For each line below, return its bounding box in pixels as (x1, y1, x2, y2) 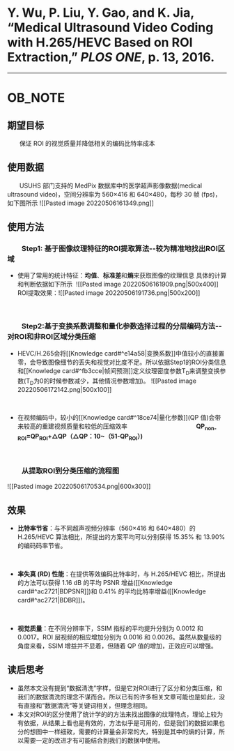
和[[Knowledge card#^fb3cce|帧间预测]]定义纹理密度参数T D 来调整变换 (17, 366, 221, 377)
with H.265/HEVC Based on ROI (7, 35, 193, 50)
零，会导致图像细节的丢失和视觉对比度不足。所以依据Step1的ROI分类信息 (17, 358, 226, 366)
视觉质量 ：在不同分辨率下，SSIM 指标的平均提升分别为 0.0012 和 (17, 624, 204, 632)
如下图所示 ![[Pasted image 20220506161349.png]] (7, 199, 155, 207)
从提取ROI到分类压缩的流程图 (21, 466, 120, 476)
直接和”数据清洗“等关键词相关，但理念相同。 (23, 701, 152, 709)
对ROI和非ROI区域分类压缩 (7, 332, 96, 342)
